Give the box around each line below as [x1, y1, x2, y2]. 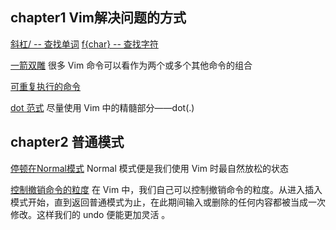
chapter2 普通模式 [10, 134, 125, 151]
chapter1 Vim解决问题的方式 [10, 9, 187, 27]
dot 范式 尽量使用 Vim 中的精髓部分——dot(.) [10, 101, 195, 113]
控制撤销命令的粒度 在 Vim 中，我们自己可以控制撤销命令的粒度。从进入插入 [10, 183, 323, 195]
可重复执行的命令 [10, 80, 81, 92]
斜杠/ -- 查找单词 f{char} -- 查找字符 [10, 38, 159, 50]
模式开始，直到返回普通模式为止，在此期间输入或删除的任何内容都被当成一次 [10, 196, 326, 208]
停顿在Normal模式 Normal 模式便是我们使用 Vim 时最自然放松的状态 [10, 162, 289, 174]
